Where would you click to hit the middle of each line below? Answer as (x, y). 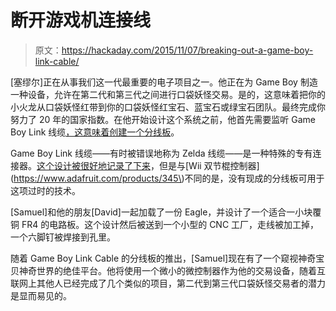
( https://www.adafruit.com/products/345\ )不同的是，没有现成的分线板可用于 (167, 178)
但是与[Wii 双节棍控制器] (209, 165)
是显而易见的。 (41, 295)
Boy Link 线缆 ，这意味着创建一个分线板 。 (95, 132)
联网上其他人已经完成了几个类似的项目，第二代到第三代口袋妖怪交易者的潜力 (168, 283)
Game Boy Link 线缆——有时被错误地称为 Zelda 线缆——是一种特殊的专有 (161, 153)
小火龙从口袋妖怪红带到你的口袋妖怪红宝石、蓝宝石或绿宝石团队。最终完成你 (168, 107)
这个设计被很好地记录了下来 (93, 165)
